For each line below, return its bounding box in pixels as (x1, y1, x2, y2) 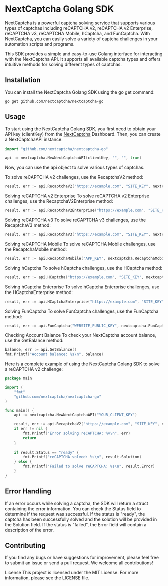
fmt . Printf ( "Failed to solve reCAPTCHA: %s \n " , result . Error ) (23, 464, 155, 469)
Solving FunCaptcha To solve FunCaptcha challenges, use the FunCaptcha (5, 308, 159, 314)
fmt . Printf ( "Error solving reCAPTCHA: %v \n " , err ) (23, 431, 131, 436)
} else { (14, 459, 32, 464)
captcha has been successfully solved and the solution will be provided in (5, 516, 157, 522)
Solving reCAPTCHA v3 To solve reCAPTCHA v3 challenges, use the (5, 217, 146, 223)
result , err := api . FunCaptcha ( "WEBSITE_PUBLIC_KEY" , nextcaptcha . (5, 323, 149, 328)
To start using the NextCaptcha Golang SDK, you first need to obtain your (5, 126, 156, 132)
